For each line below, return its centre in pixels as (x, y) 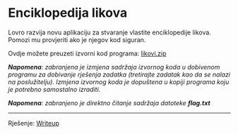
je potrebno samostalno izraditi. (54, 89)
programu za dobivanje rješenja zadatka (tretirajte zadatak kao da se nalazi (119, 74)
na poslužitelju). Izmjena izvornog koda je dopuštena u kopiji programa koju (119, 81)
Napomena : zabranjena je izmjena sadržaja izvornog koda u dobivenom (114, 67)
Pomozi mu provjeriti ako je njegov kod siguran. (77, 39)
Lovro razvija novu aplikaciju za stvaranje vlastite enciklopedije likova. (109, 32)
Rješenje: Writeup (34, 123)
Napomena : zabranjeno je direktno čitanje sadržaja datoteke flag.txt (109, 102)
